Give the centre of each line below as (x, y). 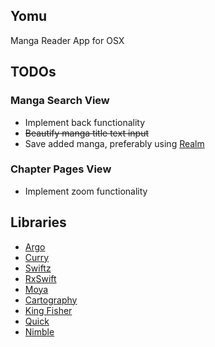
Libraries (38, 222)
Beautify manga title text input (86, 133)
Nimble (39, 331)
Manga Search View (60, 101)
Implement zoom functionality (86, 191)
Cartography (51, 300)
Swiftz (38, 268)
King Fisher (48, 310)
